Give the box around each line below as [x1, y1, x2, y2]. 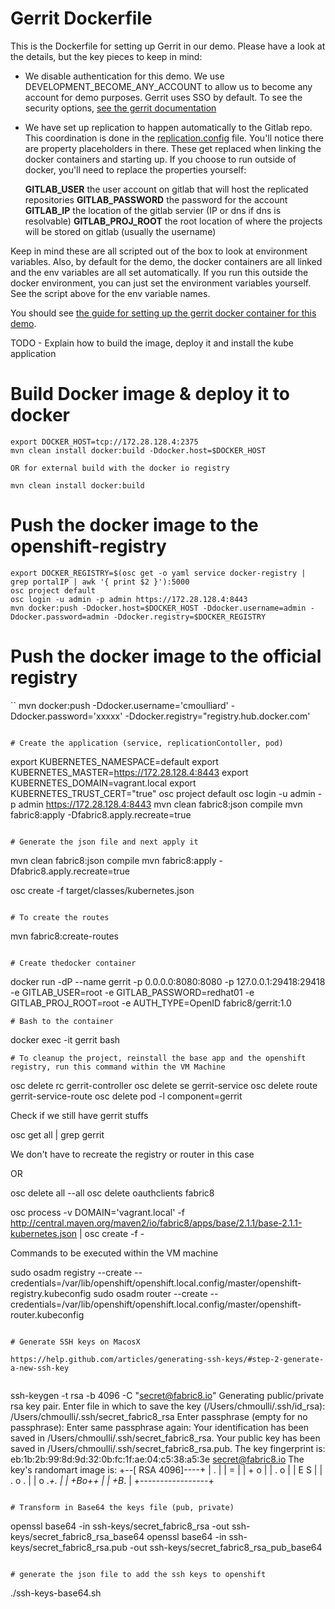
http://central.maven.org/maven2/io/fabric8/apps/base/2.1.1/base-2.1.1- [10, 1217, 303, 1229]
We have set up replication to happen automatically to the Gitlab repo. [24, 121, 313, 133]
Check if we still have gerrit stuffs [10, 1109, 149, 1121]
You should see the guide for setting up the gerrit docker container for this [10, 307, 317, 319]
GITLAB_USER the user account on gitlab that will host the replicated [24, 183, 309, 195]
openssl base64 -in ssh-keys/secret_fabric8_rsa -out [10, 1520, 230, 1532]
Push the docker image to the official [10, 645, 322, 667]
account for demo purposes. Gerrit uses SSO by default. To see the [24, 91, 303, 103]
